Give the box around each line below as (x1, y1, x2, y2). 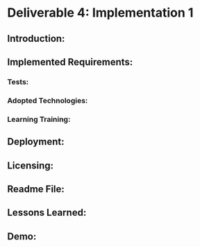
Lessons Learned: (7, 207, 87, 218)
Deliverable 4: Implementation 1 (7, 5, 194, 21)
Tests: (7, 77, 29, 86)
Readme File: (7, 183, 65, 195)
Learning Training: (7, 114, 71, 124)
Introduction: (7, 33, 65, 45)
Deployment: (7, 136, 65, 148)
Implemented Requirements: (7, 56, 133, 67)
